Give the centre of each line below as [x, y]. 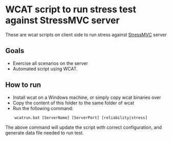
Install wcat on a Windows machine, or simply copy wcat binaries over [87, 97]
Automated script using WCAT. [45, 68]
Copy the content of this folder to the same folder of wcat [73, 103]
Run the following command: [43, 108]
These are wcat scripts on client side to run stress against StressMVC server [86, 34]
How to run [23, 85]
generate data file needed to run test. [45, 133]
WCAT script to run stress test [71, 10]
